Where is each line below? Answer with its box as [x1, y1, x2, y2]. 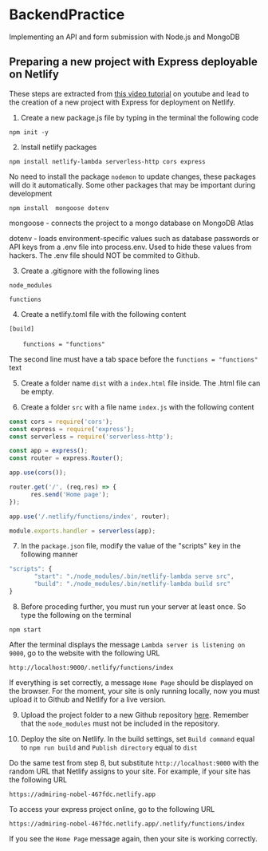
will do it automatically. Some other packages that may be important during [9, 180, 256, 189]
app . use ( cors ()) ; [9, 469, 67, 477]
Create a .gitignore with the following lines [20, 266, 160, 275]
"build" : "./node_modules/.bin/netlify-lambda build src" [33, 580, 231, 588]
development [9, 188, 53, 198]
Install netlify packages [20, 142, 97, 152]
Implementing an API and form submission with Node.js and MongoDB [9, 32, 240, 42]
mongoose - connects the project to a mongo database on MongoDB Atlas [9, 218, 254, 228]
